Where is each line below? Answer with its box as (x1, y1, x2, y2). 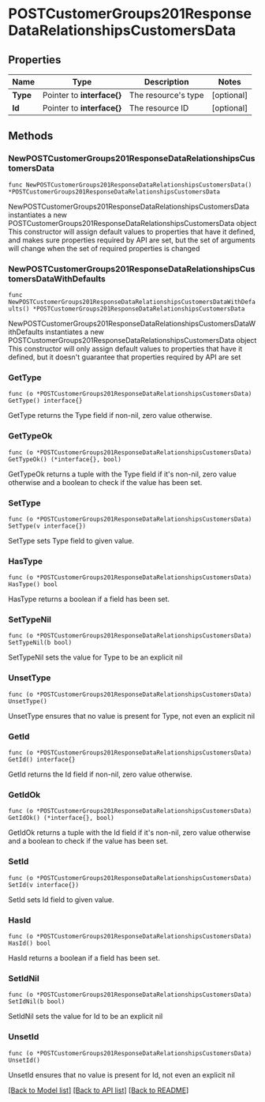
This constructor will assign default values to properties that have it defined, (8, 227, 256, 236)
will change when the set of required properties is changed (8, 243, 200, 253)
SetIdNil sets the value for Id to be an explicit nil (8, 1012, 163, 1021)
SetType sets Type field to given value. (8, 536, 134, 545)
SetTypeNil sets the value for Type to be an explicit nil (8, 653, 183, 662)
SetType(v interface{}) (8, 522, 87, 530)
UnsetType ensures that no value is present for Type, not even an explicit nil (8, 711, 255, 720)
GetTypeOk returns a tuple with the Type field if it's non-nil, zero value (8, 469, 237, 479)
